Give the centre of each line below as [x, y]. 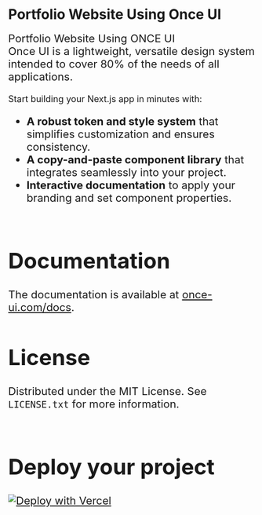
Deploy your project [111, 467]
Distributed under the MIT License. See [107, 391]
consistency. [58, 147]
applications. [40, 76]
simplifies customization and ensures [121, 134]
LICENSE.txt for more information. [94, 404]
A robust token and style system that [122, 121]
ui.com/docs [40, 307]
